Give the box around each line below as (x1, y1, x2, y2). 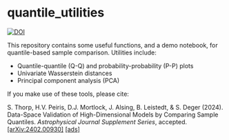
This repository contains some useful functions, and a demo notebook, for (7, 41, 219, 49)
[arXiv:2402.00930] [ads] (7, 125, 81, 133)
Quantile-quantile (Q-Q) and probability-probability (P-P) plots (17, 61, 194, 70)
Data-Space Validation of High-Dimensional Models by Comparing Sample (7, 110, 219, 119)
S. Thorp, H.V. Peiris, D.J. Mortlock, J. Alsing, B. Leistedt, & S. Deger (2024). (7, 103, 223, 111)
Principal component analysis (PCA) (17, 76, 120, 84)
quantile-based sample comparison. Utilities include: (7, 48, 157, 57)
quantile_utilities (7, 5, 105, 21)
